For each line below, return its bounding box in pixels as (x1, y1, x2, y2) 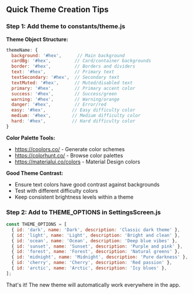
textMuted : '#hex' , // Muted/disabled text (11, 79, 133, 86)
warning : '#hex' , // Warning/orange (11, 96, 119, 102)
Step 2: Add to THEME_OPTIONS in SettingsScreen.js (6, 208, 161, 216)
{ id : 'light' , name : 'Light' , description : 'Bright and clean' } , (11, 232, 181, 238)
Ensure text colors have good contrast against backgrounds (14, 181, 160, 188)
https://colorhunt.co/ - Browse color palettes (14, 152, 124, 159)
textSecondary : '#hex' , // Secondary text (11, 75, 119, 81)
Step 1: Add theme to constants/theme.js (6, 22, 125, 31)
